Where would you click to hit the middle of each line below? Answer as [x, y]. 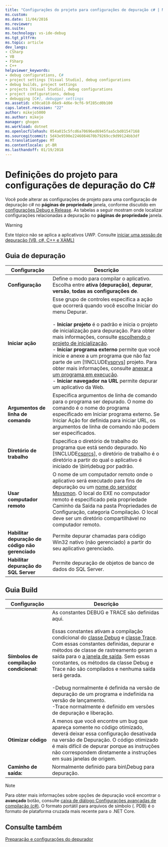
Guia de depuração [35, 256]
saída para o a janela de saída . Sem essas [101, 657]
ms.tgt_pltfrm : [21, 38]
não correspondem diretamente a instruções [104, 753]
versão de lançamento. [79, 700]
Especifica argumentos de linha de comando [105, 395]
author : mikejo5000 [25, 113]
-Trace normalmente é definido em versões [103, 707]
